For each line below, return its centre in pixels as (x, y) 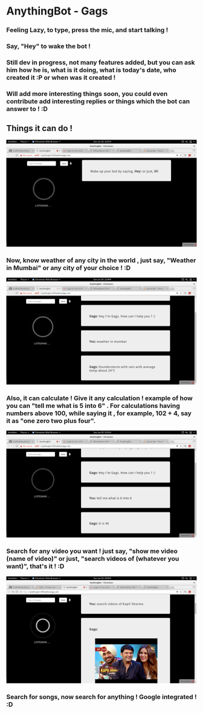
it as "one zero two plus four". (51, 421)
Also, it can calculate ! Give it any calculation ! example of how (100, 398)
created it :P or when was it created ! (61, 77)
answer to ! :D (27, 109)
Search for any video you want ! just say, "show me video (92, 551)
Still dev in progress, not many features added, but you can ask (101, 62)
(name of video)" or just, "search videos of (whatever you (93, 559)
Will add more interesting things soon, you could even (87, 94)
